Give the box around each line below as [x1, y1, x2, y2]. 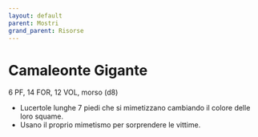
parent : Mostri [8, 19, 59, 27]
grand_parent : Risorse [8, 26, 84, 34]
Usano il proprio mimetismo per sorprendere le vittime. [19, 120, 201, 130]
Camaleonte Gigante [8, 61, 148, 79]
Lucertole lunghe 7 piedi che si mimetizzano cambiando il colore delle [19, 103, 251, 113]
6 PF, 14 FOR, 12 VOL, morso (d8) [8, 87, 119, 97]
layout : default [8, 11, 62, 20]
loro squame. [19, 111, 64, 121]
